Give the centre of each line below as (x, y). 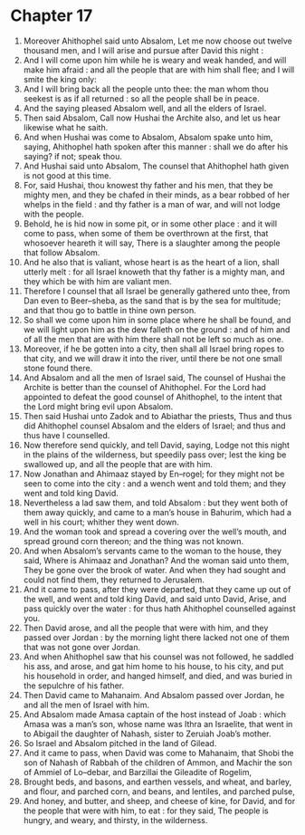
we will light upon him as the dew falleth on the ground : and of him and (157, 329)
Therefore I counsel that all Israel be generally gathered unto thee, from (157, 291)
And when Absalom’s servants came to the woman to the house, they (152, 551)
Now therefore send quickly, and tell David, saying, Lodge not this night (157, 445)
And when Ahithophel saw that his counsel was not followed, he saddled (158, 657)
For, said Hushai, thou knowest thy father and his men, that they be (148, 185)
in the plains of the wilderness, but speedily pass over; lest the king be (155, 455)
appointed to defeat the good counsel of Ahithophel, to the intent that (153, 397)
